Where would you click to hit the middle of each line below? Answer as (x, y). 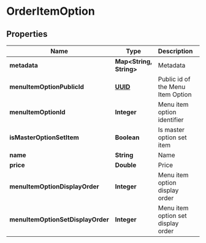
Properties (27, 34)
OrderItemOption (51, 11)
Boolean (127, 137)
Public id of (174, 79)
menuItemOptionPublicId (47, 87)
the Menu (172, 87)
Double (126, 165)
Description (175, 51)
